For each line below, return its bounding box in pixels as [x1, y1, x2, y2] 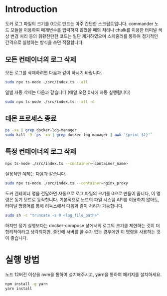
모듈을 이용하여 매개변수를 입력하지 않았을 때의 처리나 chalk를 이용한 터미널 [10, 26, 157, 33]
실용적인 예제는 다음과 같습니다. [5, 171, 67, 177]
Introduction [5, 3, 58, 15]
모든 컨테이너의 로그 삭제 [5, 55, 76, 64]
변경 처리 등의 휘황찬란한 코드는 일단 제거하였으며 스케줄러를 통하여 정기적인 [10, 33, 159, 39]
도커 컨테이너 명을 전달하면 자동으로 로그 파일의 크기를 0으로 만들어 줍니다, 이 [5, 190, 156, 196]
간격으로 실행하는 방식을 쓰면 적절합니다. [5, 39, 84, 45]
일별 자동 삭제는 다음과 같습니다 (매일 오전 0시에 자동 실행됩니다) [5, 89, 131, 95]
